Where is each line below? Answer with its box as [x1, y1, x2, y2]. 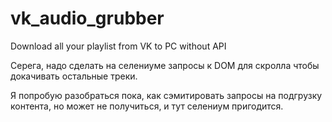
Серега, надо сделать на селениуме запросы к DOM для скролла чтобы [10, 59, 320, 71]
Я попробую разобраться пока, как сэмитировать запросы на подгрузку [10, 89, 323, 101]
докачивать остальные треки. [10, 70, 138, 82]
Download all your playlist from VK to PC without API [10, 40, 227, 52]
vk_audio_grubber [10, 7, 165, 30]
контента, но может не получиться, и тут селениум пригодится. [10, 100, 284, 112]
